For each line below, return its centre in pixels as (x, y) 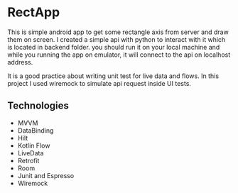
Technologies (38, 106)
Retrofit (28, 160)
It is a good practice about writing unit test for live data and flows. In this (113, 76)
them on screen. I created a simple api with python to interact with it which (117, 39)
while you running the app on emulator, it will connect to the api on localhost (119, 55)
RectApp (34, 12)
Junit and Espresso (46, 175)
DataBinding (36, 130)
